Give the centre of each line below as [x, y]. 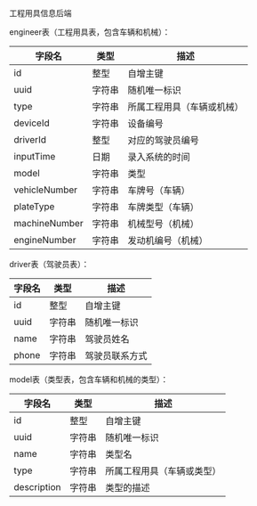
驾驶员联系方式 [116, 356]
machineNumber [48, 223]
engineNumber [45, 240]
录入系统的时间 [159, 157]
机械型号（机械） [163, 224]
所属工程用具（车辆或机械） [185, 107]
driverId [30, 139]
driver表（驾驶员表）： [49, 264]
